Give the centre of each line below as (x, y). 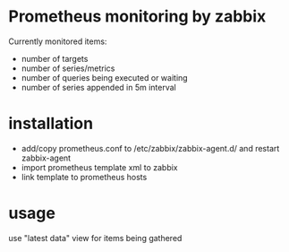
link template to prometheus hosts (84, 177)
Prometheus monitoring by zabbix (137, 17)
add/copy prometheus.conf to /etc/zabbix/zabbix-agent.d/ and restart (150, 148)
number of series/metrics (68, 68)
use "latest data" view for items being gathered (95, 238)
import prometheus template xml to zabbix (99, 167)
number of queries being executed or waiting (105, 77)
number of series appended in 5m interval (98, 87)
